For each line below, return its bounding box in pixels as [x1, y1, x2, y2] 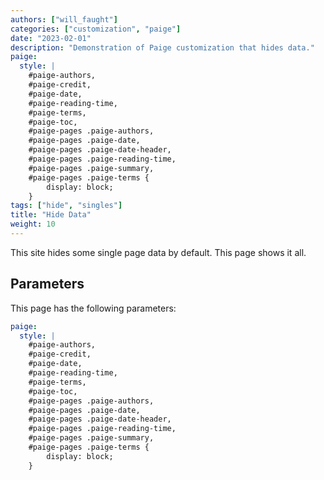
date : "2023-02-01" [10, 33, 92, 43]
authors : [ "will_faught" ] [10, 14, 118, 25]
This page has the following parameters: [10, 302, 177, 314]
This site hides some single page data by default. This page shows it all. [10, 246, 307, 258]
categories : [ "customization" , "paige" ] [10, 24, 182, 34]
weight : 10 [10, 219, 56, 230]
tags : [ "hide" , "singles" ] [10, 201, 123, 211]
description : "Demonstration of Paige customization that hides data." [10, 42, 315, 53]
